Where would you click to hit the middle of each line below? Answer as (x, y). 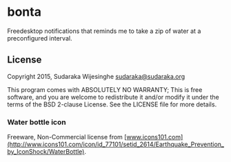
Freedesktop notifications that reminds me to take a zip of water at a (104, 31)
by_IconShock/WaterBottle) (46, 152)
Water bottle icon (37, 122)
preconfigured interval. (40, 38)
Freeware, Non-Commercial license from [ (67, 137)
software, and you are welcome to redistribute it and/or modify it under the (113, 97)
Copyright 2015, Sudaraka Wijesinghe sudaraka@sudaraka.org (96, 76)
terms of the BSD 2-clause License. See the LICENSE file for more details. (112, 104)
